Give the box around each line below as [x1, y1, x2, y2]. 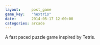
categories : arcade [5, 21, 45, 26]
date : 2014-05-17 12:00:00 [5, 16, 74, 21]
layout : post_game [5, 7, 51, 12]
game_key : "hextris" [5, 12, 51, 17]
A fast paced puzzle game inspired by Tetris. [5, 34, 96, 40]
